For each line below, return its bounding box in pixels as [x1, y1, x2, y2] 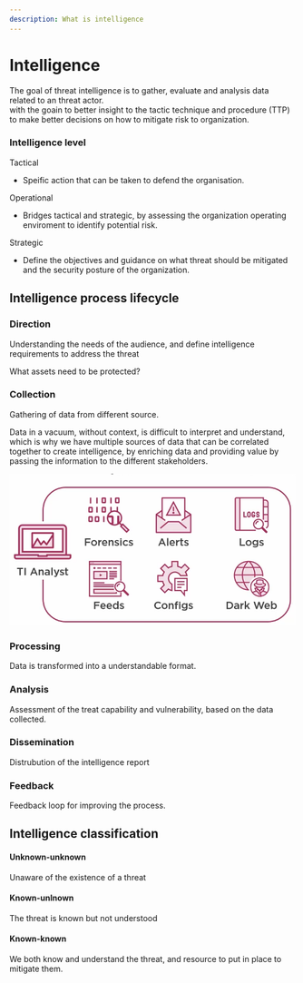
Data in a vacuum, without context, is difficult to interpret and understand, [9, 427, 286, 437]
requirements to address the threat [9, 348, 140, 359]
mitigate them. [9, 963, 64, 975]
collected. [9, 713, 47, 724]
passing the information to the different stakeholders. [9, 455, 209, 467]
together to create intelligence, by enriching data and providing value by [9, 446, 279, 457]
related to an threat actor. [9, 94, 104, 105]
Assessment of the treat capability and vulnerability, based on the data [9, 703, 274, 714]
